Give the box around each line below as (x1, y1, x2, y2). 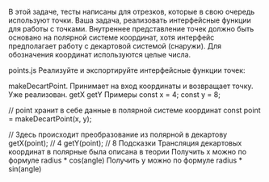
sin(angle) (8, 164, 42, 173)
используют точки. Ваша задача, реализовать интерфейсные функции (8, 15, 252, 25)
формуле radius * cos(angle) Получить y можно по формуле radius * (8, 155, 243, 165)
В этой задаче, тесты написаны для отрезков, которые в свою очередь (8, 7, 255, 16)
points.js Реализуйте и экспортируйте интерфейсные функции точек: (8, 66, 246, 75)
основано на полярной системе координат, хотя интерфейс (8, 32, 215, 42)
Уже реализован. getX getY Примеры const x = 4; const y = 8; (8, 90, 221, 99)
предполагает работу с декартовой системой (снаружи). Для (8, 41, 222, 51)
